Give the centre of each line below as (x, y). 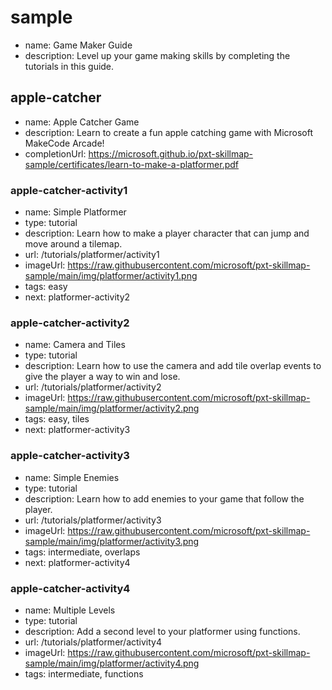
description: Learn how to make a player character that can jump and (167, 233)
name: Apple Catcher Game (82, 122)
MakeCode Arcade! (64, 143)
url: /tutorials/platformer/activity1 (92, 255)
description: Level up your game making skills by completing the (157, 55)
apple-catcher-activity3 (70, 456)
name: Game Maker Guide (78, 45)
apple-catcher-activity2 (70, 323)
